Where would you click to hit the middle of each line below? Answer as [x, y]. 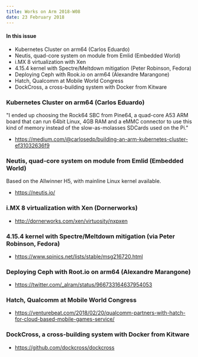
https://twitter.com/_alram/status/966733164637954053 [83, 285]
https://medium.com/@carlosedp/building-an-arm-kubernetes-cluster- [101, 139]
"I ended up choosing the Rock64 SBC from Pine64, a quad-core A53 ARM [97, 115]
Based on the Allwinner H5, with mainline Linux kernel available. [84, 181]
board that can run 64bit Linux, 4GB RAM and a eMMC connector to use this [99, 121]
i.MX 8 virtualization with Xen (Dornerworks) [72, 208]
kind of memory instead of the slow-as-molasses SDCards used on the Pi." [97, 128]
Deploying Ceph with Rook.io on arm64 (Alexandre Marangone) [92, 74]
